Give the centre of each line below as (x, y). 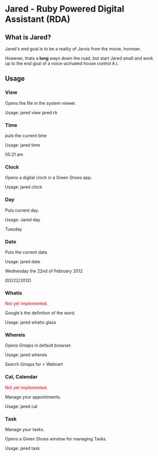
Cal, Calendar (21, 377)
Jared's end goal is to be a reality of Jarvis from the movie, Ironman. (73, 49)
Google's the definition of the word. (40, 313)
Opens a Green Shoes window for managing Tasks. (56, 439)
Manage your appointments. (33, 397)
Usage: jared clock (24, 187)
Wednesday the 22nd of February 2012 (44, 271)
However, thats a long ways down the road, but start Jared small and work (79, 58)
